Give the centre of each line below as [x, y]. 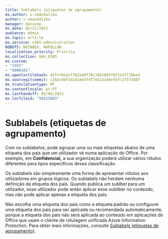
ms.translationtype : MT [30, 84]
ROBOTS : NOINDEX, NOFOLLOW [33, 47]
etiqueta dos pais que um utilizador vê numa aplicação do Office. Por [76, 153]
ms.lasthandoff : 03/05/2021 [35, 94]
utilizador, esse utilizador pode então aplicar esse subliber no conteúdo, [80, 189]
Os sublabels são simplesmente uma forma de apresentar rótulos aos [77, 173]
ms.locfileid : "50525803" [32, 98]
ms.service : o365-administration [40, 43]
